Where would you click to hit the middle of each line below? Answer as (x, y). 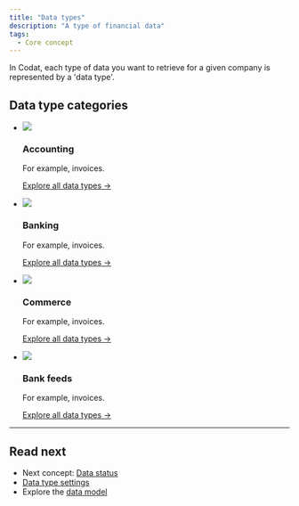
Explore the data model (65, 492)
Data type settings (56, 483)
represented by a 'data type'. (62, 78)
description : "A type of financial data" (87, 26)
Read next (38, 451)
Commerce (47, 302)
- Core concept (45, 42)
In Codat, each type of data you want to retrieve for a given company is (140, 68)
